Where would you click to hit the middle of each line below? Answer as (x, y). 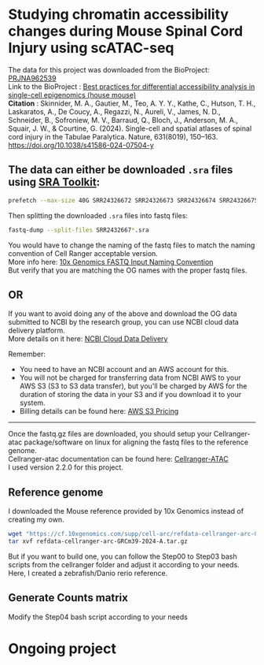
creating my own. (36, 520)
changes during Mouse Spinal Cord (126, 31)
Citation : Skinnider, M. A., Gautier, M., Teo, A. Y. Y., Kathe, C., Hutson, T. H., (132, 103)
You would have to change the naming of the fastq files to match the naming (132, 245)
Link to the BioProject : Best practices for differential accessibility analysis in (132, 86)
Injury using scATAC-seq (91, 48)
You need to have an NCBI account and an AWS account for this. (124, 370)
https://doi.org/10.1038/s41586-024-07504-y (81, 145)
